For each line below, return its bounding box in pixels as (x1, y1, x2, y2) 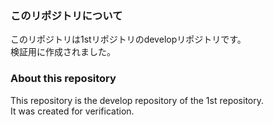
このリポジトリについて (10, 8, 123, 22)
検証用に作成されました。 (10, 46, 116, 58)
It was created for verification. (10, 105, 135, 117)
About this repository (10, 72, 117, 86)
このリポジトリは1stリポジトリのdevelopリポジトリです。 (10, 33, 247, 46)
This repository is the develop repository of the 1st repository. (10, 94, 265, 106)
